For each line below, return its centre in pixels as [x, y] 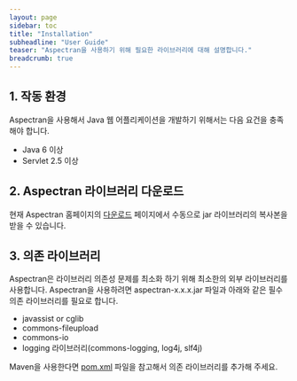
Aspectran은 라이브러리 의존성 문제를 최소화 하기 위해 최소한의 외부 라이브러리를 [148, 279]
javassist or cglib [53, 319]
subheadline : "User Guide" [59, 42]
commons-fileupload [60, 328]
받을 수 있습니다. [38, 225]
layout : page [33, 17]
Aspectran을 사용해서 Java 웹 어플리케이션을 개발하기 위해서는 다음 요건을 [138, 120]
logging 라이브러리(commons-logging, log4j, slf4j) [112, 348]
